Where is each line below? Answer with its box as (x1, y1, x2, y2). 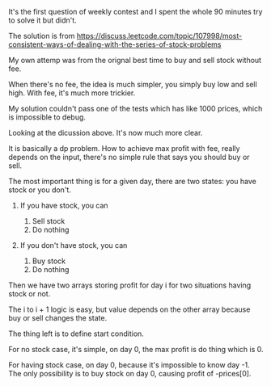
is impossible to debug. (8, 112, 87, 122)
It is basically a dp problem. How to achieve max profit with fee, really (8, 144, 240, 153)
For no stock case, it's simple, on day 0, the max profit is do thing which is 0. (8, 345, 264, 354)
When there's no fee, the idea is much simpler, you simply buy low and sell (8, 80, 257, 89)
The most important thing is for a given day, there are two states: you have (8, 177, 256, 186)
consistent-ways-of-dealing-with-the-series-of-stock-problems (8, 40, 222, 49)
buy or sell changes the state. (8, 313, 108, 322)
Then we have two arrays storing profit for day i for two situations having (8, 280, 252, 290)
